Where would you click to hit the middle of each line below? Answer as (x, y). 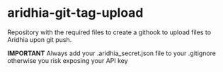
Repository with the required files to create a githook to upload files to (109, 32)
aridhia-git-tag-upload (75, 13)
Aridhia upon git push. (40, 39)
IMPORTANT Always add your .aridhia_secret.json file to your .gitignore (111, 53)
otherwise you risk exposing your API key (68, 60)
